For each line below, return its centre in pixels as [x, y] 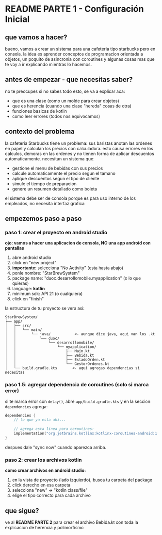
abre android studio [32, 258]
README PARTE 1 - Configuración [74, 9]
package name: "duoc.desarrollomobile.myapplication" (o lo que [76, 278]
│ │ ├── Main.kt [48, 351]
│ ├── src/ [18, 326]
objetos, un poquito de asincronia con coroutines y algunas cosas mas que [80, 59]
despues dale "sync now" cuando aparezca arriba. [56, 447]
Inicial [17, 19]
